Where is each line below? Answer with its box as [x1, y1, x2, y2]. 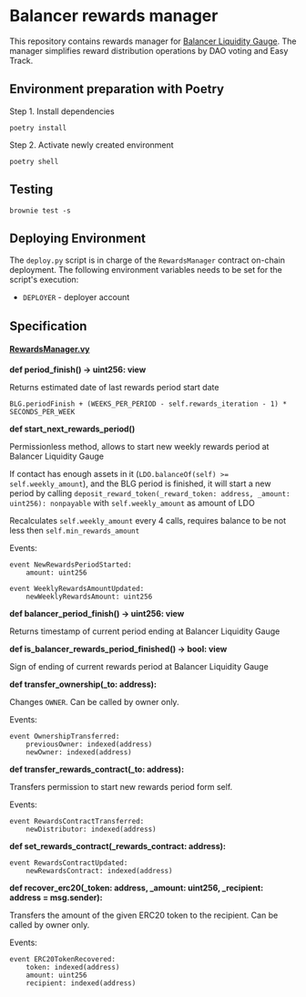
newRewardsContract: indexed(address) [25, 866, 173, 876]
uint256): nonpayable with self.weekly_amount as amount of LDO [9, 497, 255, 508]
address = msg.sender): [9, 891, 103, 903]
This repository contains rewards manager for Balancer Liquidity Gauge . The [9, 36, 297, 47]
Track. [9, 55, 34, 66]
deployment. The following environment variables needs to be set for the [9, 265, 282, 275]
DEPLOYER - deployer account [22, 292, 130, 303]
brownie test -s [9, 206, 71, 215]
